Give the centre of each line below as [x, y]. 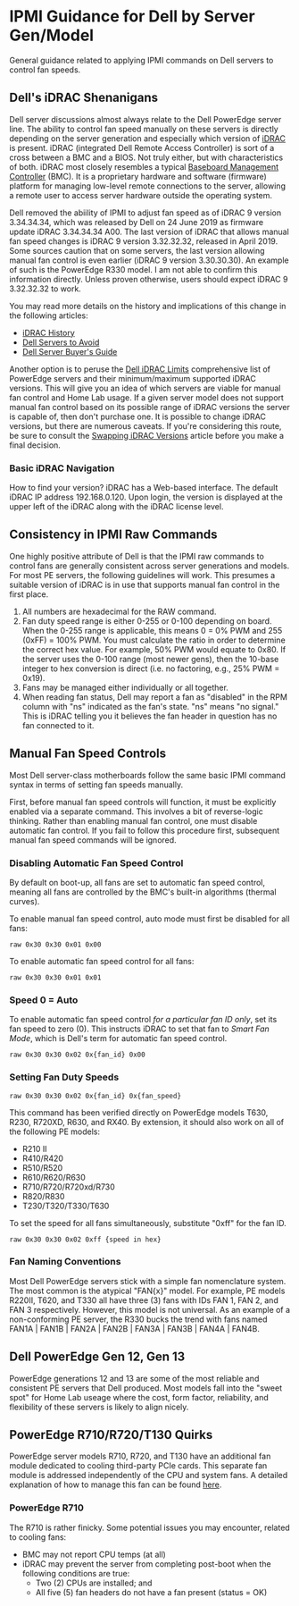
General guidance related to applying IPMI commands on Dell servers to [141, 60]
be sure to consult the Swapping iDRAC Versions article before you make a [146, 435]
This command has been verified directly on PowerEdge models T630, [139, 1112]
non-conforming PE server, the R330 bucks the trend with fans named [138, 1319]
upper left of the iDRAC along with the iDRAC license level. [116, 507]
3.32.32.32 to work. [46, 289]
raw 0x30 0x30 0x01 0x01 [55, 977]
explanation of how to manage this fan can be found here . [116, 1484]
